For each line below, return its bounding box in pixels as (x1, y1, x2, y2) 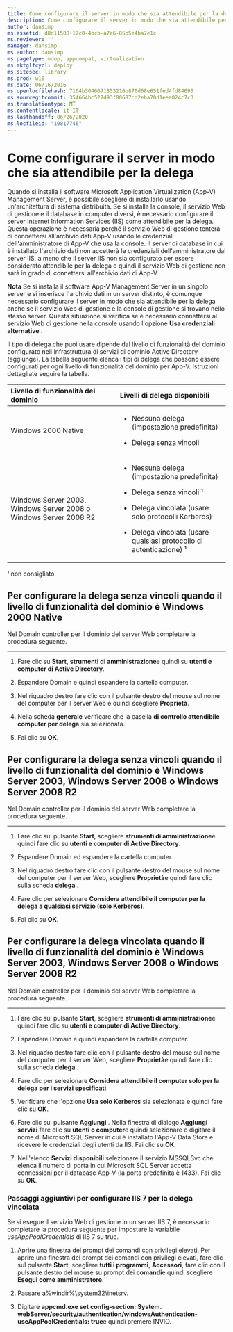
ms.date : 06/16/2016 (7, 81, 67, 88)
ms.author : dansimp (7, 49, 64, 56)
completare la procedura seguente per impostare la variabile (7, 1225, 180, 1234)
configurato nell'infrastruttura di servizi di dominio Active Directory (7, 348, 198, 356)
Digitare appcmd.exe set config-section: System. (17, 1303, 162, 1311)
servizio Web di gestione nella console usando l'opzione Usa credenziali (7, 319, 215, 327)
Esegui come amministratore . (17, 1276, 104, 1284)
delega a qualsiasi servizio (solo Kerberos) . (17, 902, 145, 911)
